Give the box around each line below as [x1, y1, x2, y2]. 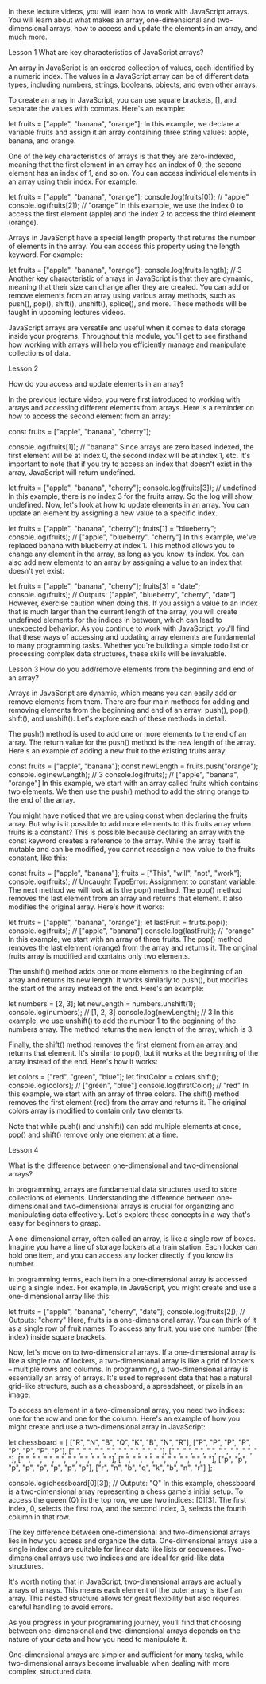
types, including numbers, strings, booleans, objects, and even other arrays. [8, 80, 258, 89]
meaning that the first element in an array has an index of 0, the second [8, 160, 242, 169]
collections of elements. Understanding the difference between [8, 1193, 216, 1202]
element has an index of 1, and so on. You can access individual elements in [8, 169, 256, 177]
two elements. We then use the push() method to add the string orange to [8, 787, 249, 796]
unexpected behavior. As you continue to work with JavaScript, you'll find [8, 624, 249, 633]
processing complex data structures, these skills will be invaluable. [8, 649, 227, 659]
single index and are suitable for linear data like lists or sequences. [8, 1545, 226, 1554]
